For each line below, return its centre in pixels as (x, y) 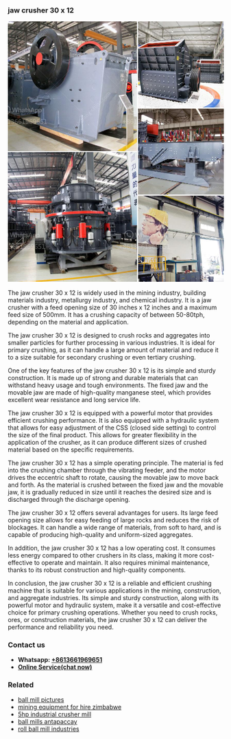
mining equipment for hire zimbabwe (70, 707)
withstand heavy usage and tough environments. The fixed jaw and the (108, 385)
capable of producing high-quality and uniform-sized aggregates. (100, 534)
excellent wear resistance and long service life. (74, 399)
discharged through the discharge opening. (69, 499)
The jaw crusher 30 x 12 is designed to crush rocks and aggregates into (109, 335)
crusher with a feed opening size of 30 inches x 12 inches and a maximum (112, 307)
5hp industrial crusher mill (54, 714)
